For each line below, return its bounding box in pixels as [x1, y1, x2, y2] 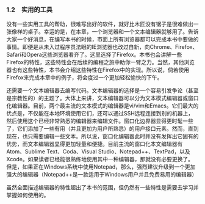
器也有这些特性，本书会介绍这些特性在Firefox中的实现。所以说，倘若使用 [6, 66, 190, 74]
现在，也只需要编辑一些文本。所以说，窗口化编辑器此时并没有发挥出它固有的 [6, 133, 199, 140]
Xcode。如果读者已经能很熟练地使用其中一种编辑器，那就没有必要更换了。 [6, 156, 194, 163]
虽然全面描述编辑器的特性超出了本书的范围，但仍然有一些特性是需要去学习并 [6, 184, 199, 191]
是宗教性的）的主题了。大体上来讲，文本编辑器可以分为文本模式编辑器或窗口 [6, 95, 199, 102]
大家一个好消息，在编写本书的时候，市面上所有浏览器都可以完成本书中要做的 [6, 35, 199, 43]
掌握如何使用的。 [6, 191, 49, 199]
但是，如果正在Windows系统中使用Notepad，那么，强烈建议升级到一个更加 [6, 163, 196, 170]
